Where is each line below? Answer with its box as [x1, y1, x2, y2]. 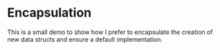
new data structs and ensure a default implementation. [7, 35, 163, 43]
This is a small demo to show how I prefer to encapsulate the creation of [7, 28, 213, 36]
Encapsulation [7, 5, 92, 21]
